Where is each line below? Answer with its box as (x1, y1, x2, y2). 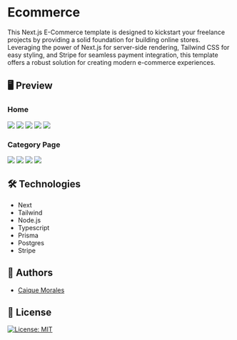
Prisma (17, 231, 39, 239)
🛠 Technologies (7, 178, 81, 190)
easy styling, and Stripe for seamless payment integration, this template (7, 51, 219, 59)
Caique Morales (17, 286, 65, 294)
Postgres (17, 238, 45, 247)
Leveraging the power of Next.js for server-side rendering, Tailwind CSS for (7, 43, 230, 51)
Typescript (17, 223, 50, 232)
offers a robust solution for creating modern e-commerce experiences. (7, 58, 216, 66)
